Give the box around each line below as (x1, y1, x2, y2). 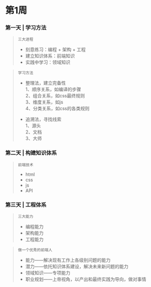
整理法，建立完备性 (25, 80, 66, 86)
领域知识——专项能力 (25, 270, 70, 276)
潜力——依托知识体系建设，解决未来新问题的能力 (25, 264, 129, 270)
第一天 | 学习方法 (5, 24, 47, 31)
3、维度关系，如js (25, 99, 64, 105)
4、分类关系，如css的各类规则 (25, 106, 90, 112)
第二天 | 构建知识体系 (5, 149, 57, 156)
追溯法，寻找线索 (25, 116, 62, 122)
